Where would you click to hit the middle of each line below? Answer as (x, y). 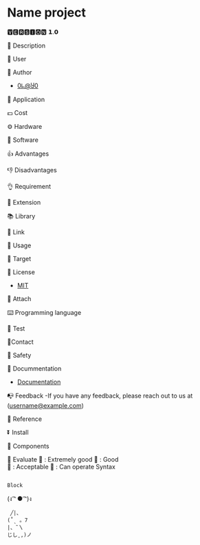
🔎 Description (26, 45)
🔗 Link (16, 232)
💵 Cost (18, 112)
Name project (46, 13)
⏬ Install (18, 432)
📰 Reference (25, 419)
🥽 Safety (19, 355)
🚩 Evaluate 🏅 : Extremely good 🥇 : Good (63, 459)
